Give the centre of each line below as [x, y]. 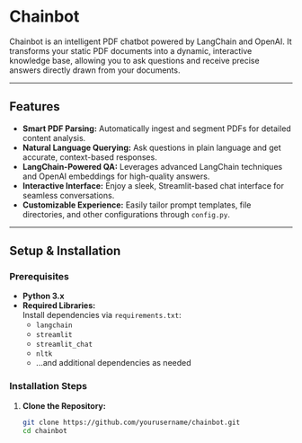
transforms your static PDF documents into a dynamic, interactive [131, 50]
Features [35, 106]
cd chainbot [44, 430]
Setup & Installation [65, 251]
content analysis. [54, 137]
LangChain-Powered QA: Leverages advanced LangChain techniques [152, 166]
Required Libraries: [59, 306]
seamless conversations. [68, 195]
